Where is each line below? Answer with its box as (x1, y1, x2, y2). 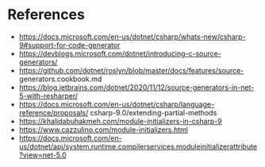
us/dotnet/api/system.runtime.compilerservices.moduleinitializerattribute (18, 142, 258, 151)
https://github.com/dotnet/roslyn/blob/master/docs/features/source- (18, 65, 244, 75)
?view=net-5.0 (18, 150, 67, 160)
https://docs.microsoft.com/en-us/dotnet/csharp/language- (18, 99, 215, 109)
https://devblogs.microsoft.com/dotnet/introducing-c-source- (18, 49, 221, 58)
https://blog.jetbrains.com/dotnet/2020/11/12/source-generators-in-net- (18, 82, 255, 92)
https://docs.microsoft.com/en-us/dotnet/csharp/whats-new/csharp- (18, 32, 246, 41)
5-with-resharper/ (18, 91, 79, 100)
